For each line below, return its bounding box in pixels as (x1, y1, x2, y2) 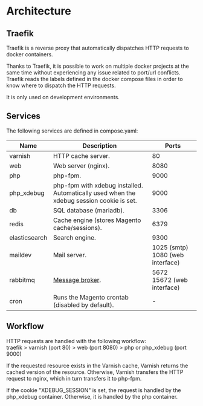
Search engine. (53, 233, 97, 241)
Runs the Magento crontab (53, 293, 129, 301)
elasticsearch (9, 233, 48, 241)
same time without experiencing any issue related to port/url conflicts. (6, 69, 181, 76)
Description (82, 141, 117, 149)
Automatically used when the (53, 189, 136, 197)
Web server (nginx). (53, 162, 110, 170)
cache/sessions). (53, 223, 102, 232)
